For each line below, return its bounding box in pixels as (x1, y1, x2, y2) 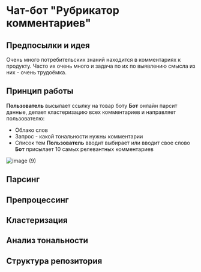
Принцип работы (6, 86, 74, 96)
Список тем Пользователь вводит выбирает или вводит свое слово (14, 139, 191, 146)
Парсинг (6, 174, 40, 185)
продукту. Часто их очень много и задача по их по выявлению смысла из (6, 62, 196, 69)
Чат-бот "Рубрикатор (6, 4, 120, 17)
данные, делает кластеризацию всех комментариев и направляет (6, 108, 176, 116)
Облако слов (14, 126, 48, 134)
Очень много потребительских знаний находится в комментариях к (6, 56, 181, 63)
